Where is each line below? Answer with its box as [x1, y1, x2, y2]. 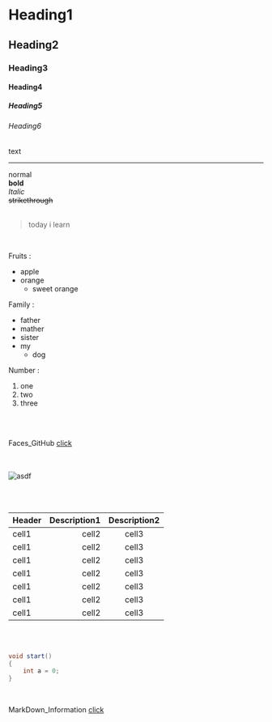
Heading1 [8, 6, 73, 24]
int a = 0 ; [23, 667, 60, 675]
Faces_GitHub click [8, 438, 73, 448]
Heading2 [8, 38, 59, 52]
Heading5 [8, 100, 43, 110]
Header [12, 514, 42, 525]
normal [8, 169, 32, 179]
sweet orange [32, 283, 79, 293]
